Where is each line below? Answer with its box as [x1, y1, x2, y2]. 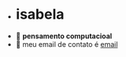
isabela [15, 5, 65, 23]
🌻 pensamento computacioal [15, 31, 113, 41]
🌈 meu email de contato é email [15, 39, 118, 48]
